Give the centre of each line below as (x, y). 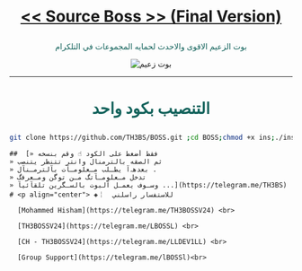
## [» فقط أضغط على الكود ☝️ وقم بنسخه (84, 154)
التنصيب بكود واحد (151, 109)
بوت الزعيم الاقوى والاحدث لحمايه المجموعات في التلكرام (151, 47)
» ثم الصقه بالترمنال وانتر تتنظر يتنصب (86, 162)
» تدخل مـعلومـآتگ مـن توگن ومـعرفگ (78, 178)
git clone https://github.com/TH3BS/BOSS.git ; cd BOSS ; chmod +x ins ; (142, 138)
